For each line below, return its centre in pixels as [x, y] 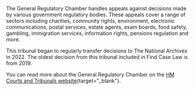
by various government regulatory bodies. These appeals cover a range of [96, 15]
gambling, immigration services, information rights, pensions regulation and [97, 33]
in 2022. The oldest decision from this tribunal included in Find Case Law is [97, 57]
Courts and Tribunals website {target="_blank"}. [64, 81]
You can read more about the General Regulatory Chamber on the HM [90, 75]
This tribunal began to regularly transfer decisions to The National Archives [97, 51]
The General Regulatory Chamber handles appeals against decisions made [96, 8]
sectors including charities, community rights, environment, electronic [91, 21]
